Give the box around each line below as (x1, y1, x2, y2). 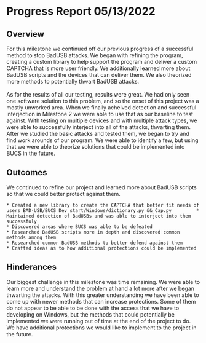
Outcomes (6, 167, 47, 178)
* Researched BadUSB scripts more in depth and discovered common (6, 229, 180, 235)
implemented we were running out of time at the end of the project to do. (6, 317, 191, 325)
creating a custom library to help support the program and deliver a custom (6, 58, 197, 65)
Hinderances (6, 262, 57, 272)
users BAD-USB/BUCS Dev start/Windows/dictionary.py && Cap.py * (6, 207, 200, 213)
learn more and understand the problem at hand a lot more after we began (6, 285, 195, 292)
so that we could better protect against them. (6, 190, 121, 197)
